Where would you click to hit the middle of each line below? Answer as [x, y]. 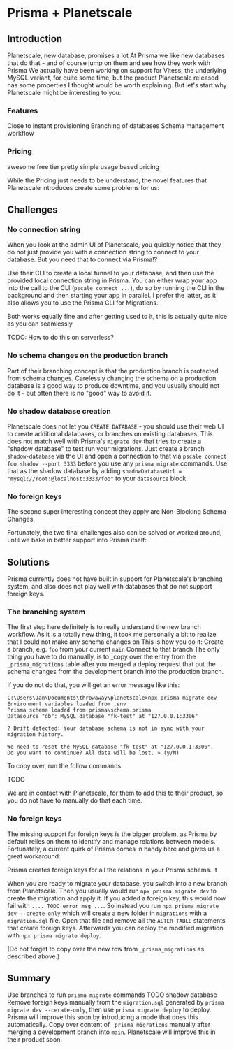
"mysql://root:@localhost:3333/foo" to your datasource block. [98, 478]
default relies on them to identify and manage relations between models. [111, 841]
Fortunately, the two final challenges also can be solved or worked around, [115, 533]
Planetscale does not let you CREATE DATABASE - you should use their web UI [116, 426]
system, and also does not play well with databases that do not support [110, 586]
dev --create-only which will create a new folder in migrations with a [107, 913]
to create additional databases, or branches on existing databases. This [110, 433]
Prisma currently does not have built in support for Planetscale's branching [115, 579]
